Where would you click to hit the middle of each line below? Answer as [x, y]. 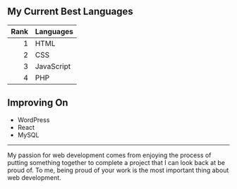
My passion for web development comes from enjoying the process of [109, 155]
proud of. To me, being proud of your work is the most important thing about [118, 170]
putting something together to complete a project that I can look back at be [116, 162]
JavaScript [53, 66]
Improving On [38, 103]
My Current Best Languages [71, 12]
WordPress [34, 120]
